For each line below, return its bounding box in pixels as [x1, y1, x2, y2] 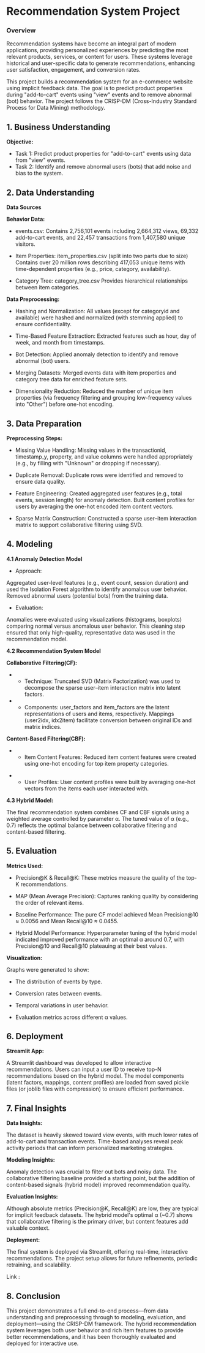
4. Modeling [6, 539, 53, 549]
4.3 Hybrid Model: [6, 796, 54, 804]
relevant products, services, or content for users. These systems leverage [6, 53, 193, 61]
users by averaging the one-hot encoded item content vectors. [15, 503, 174, 510]
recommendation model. [6, 635, 69, 642]
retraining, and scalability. [6, 1261, 72, 1268]
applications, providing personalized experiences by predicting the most [6, 47, 188, 54]
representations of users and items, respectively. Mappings [24, 710, 174, 717]
